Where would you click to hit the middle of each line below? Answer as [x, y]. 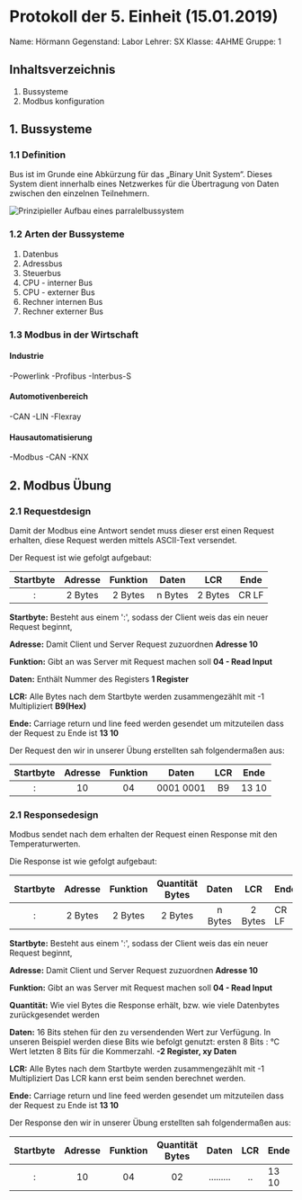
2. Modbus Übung [61, 485]
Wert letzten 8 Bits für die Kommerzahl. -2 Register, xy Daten [123, 1052]
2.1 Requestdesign [50, 511]
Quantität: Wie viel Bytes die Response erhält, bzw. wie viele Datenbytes [145, 1006]
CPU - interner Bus [57, 282]
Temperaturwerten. [45, 844]
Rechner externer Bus [63, 311]
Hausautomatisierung [51, 437]
